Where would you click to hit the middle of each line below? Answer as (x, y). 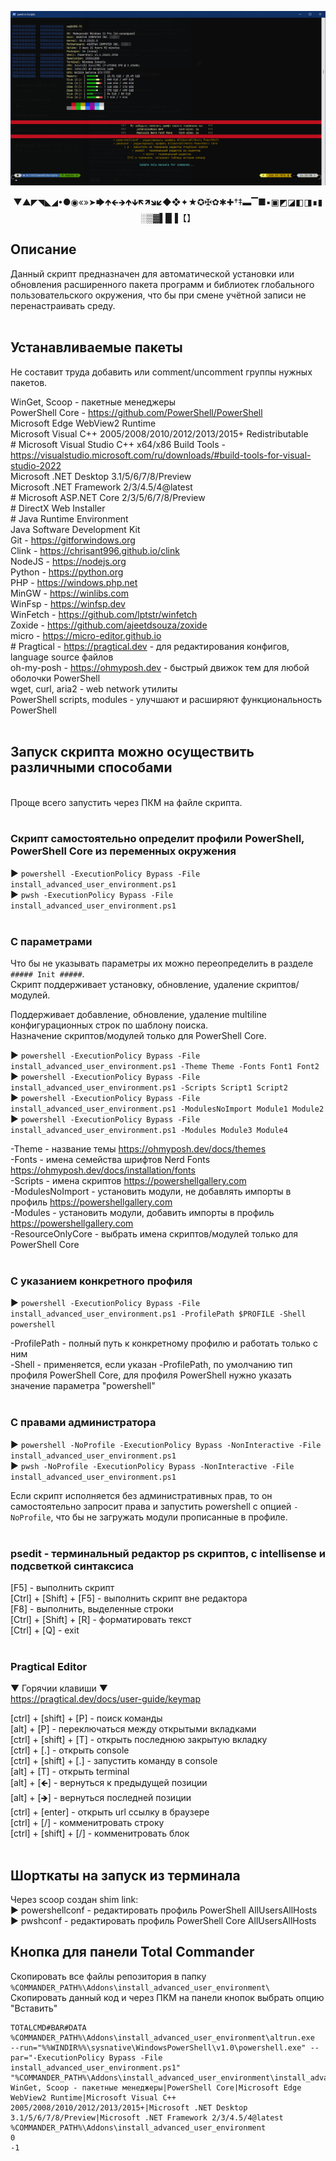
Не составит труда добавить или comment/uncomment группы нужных (161, 372)
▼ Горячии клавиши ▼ (59, 1688)
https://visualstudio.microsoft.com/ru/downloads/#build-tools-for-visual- (161, 455)
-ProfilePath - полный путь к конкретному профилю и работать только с (164, 1343)
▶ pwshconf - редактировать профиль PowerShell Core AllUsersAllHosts (163, 1921)
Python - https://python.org (67, 572)
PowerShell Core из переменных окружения (123, 851)
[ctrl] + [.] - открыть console (70, 1750)
